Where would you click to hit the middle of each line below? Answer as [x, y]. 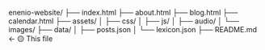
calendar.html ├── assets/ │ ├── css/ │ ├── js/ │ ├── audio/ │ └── [124, 21]
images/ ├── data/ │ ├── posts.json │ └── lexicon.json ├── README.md [132, 29]
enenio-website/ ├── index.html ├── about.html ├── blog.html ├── [123, 12]
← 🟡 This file [31, 39]
